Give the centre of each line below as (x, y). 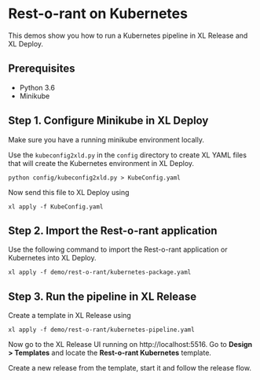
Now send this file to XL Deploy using (69, 192)
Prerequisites (42, 69)
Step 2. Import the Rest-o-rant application (113, 230)
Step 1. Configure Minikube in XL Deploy (108, 121)
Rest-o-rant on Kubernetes (98, 14)
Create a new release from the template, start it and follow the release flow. (130, 368)
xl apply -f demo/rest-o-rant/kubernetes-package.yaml (100, 272)
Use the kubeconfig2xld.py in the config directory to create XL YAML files (128, 155)
